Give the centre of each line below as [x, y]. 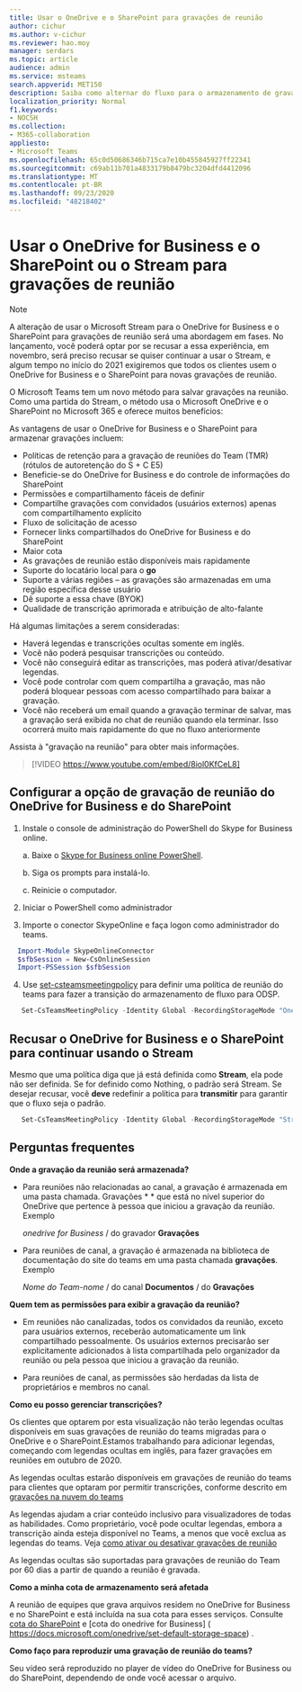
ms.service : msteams [48, 76]
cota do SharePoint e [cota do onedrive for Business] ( [110, 1624]
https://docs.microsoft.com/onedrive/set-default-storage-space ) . [132, 1633]
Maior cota [42, 551]
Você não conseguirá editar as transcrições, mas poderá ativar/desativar [157, 662]
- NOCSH [24, 118]
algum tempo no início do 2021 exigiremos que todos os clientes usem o [143, 364]
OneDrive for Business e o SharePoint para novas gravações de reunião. [143, 374]
